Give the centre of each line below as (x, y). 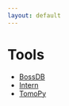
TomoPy (33, 93)
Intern (29, 85)
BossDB (32, 77)
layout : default (34, 15)
